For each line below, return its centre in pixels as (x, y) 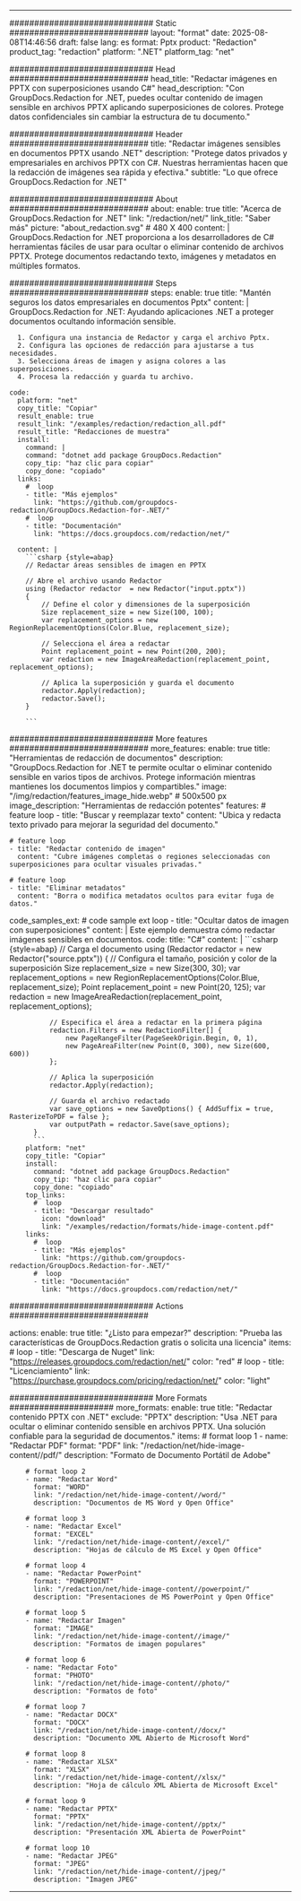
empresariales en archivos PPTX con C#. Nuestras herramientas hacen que (149, 163)
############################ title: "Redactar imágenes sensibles (145, 143)
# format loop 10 (58, 1848)
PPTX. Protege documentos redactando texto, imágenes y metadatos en (143, 256)
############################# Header (96, 134)
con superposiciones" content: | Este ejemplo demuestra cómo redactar (142, 930)
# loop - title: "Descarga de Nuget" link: (82, 1352)
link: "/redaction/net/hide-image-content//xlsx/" (129, 1777)
